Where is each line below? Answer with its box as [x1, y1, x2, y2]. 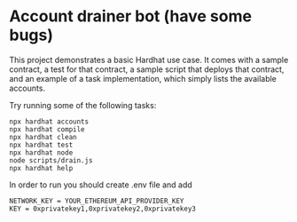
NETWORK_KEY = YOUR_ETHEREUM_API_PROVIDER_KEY [9, 196, 184, 205]
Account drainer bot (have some [9, 6, 253, 27]
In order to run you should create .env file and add [9, 179, 192, 190]
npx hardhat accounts [9, 117, 90, 126]
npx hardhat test [9, 140, 74, 149]
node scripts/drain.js [9, 155, 93, 165]
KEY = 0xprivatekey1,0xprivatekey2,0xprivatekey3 [9, 204, 197, 213]
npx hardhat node [9, 148, 74, 157]
